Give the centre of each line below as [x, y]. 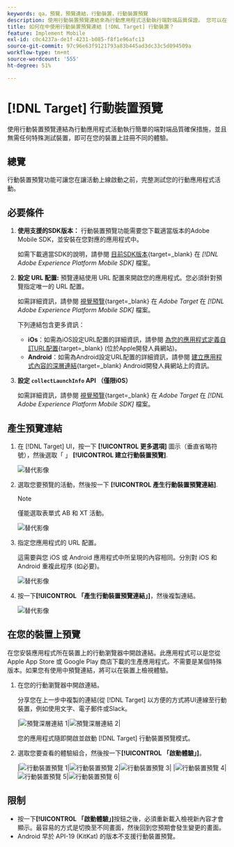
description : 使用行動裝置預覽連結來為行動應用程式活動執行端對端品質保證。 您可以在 [117, 20]
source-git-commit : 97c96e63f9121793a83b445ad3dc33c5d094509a [99, 46]
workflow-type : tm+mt [39, 53]
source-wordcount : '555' [43, 59]
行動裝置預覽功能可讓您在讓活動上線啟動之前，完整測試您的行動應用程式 [111, 180]
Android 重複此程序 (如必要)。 [60, 566]
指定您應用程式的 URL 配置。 [59, 542]
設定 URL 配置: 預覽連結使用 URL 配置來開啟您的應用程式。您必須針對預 [120, 278]
